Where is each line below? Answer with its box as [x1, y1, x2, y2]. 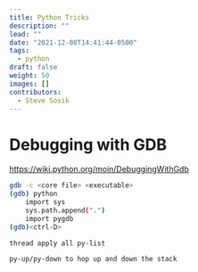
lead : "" [9, 29, 42, 38]
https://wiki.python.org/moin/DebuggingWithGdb [9, 164, 190, 175]
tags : [9, 46, 29, 55]
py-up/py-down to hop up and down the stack [9, 255, 177, 264]
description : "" [9, 21, 70, 30]
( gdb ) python [9, 189, 58, 199]
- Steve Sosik [17, 95, 70, 105]
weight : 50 [9, 71, 50, 80]
